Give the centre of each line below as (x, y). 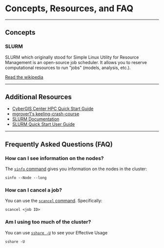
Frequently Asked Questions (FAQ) (59, 144)
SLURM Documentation (36, 119)
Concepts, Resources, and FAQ (69, 9)
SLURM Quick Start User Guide (43, 124)
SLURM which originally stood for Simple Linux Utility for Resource (72, 57)
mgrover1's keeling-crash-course (46, 114)
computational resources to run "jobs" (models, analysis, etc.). (68, 68)
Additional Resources (38, 97)
